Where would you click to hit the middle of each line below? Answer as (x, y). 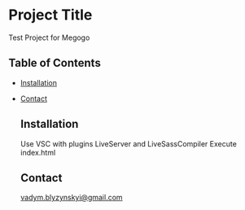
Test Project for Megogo (49, 37)
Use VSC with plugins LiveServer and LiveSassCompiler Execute (129, 143)
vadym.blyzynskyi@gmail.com (72, 198)
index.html (38, 152)
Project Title (50, 15)
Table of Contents (55, 63)
